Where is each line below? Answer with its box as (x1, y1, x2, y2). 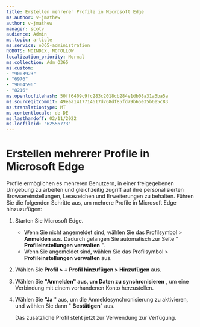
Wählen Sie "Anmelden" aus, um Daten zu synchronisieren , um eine (14, 278, 189, 285)
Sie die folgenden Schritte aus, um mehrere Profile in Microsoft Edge (6, 199, 177, 206)
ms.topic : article (6, 37, 52, 43)
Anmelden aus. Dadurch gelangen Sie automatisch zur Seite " (23, 235, 179, 243)
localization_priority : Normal (6, 54, 85, 60)
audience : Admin (6, 31, 47, 37)
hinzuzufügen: (6, 206, 42, 213)
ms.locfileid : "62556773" (6, 121, 71, 127)
